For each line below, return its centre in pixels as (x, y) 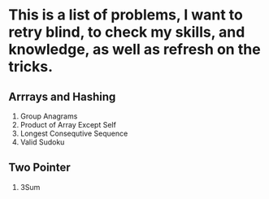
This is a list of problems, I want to (126, 15)
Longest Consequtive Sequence (74, 133)
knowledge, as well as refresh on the (135, 50)
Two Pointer (39, 168)
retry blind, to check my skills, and (127, 32)
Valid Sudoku (42, 142)
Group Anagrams (49, 116)
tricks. (31, 67)
